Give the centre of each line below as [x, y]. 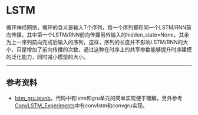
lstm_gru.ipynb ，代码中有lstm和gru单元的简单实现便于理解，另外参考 [98, 98]
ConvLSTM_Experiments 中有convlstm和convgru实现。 [81, 105]
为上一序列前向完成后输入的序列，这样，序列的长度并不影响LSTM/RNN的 [95, 42]
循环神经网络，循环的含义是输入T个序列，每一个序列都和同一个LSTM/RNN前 [99, 27]
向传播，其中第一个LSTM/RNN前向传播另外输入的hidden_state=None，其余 [98, 34]
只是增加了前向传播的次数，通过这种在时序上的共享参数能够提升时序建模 [104, 49]
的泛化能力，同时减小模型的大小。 [47, 57]
